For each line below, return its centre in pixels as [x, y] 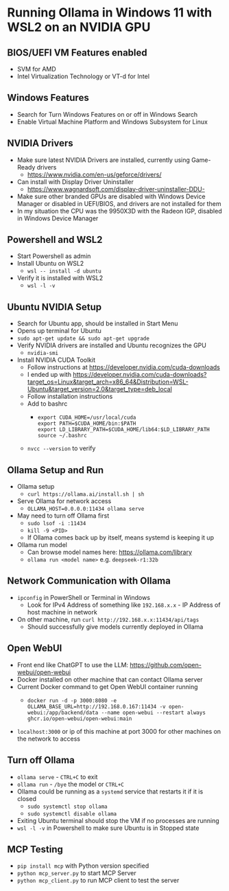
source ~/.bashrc [62, 436]
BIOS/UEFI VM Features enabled [77, 53]
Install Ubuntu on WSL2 [50, 264]
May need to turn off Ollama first [63, 516]
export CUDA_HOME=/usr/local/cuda [87, 418]
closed [26, 798]
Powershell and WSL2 [55, 240]
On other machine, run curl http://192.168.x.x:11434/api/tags [108, 619]
